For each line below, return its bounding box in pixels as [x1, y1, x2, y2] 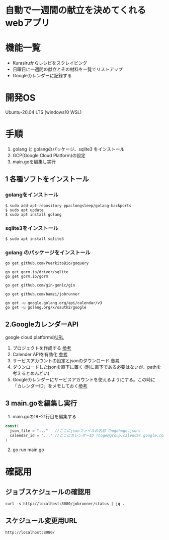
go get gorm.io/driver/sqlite [5, 270, 69, 275]
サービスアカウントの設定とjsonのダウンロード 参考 [12, 358, 120, 364]
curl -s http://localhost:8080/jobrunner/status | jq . [5, 501, 125, 507]
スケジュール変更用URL [5, 516, 77, 525]
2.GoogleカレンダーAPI [5, 320, 79, 328]
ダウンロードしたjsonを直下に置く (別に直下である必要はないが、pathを [12, 364, 161, 370]
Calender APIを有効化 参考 [12, 352, 68, 358]
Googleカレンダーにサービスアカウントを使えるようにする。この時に [12, 377, 155, 383]
